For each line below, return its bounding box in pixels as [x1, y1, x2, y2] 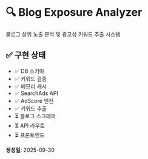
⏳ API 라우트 [14, 122, 45, 129]
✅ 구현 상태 [5, 50, 46, 60]
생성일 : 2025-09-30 [5, 146, 55, 154]
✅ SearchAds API [14, 90, 58, 97]
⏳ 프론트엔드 [14, 131, 45, 138]
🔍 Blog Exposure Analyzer [5, 5, 143, 19]
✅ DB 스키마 [14, 67, 45, 74]
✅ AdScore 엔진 [14, 97, 54, 104]
